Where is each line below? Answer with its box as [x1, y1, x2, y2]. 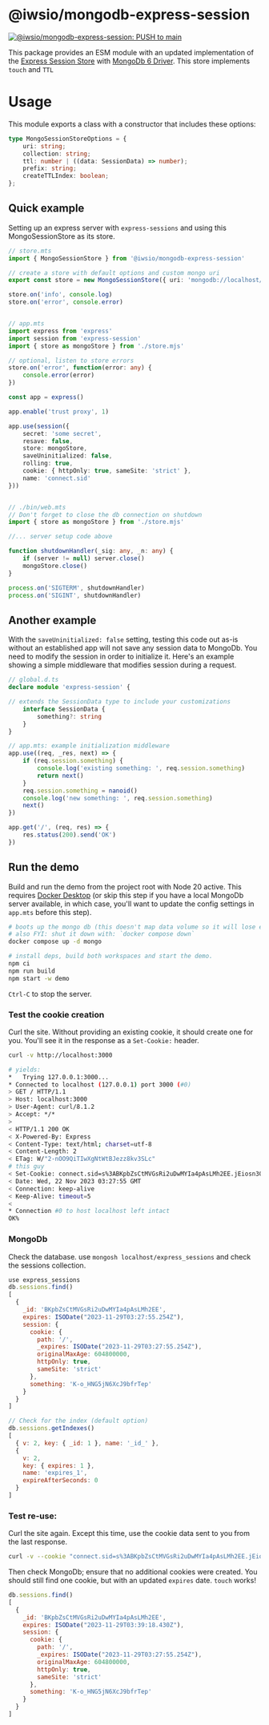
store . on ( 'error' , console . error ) [8, 298, 124, 306]
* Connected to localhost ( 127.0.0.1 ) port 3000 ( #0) [8, 1080, 192, 1089]
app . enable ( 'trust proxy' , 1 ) [8, 407, 110, 416]
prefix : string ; [22, 164, 78, 173]
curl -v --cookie [8, 1553, 66, 1561]
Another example [8, 613, 97, 627]
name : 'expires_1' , [22, 1469, 88, 1477]
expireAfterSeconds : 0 [22, 1477, 98, 1485]
